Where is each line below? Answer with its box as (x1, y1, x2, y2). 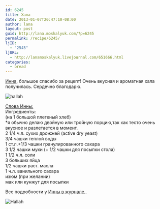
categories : (5, 59, 30, 65)
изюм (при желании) (5, 173, 50, 180)
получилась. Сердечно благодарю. (5, 83, 82, 89)
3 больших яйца (5, 157, 40, 163)
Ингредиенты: (5, 109, 37, 115)
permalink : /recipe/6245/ (5, 36, 60, 41)
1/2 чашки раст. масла (5, 163, 54, 169)
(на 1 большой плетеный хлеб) (5, 114, 71, 120)
